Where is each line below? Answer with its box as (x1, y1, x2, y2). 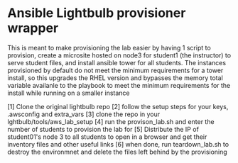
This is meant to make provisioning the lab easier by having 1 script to (7, 43, 211, 52)
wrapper (7, 20, 59, 36)
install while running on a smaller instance (7, 89, 130, 97)
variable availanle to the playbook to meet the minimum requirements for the (7, 81, 231, 89)
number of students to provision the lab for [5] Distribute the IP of (7, 125, 199, 133)
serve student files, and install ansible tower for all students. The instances (7, 58, 226, 67)
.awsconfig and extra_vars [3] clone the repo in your (7, 110, 161, 118)
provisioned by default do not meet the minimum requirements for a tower (7, 66, 224, 74)
